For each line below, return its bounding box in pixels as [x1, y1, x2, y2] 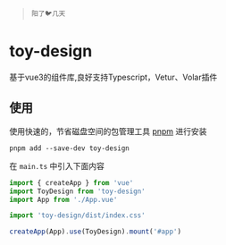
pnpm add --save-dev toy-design [9, 143, 130, 153]
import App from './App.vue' [9, 195, 118, 204]
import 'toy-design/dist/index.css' [9, 211, 146, 220]
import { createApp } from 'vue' [9, 178, 134, 187]
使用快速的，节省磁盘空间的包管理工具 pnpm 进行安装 [9, 125, 207, 137]
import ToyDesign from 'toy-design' [9, 187, 146, 196]
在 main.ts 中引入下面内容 [9, 160, 105, 171]
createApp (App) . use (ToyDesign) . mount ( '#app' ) [9, 227, 181, 236]
